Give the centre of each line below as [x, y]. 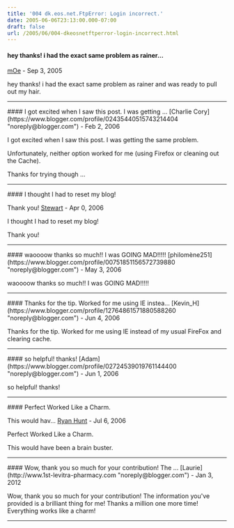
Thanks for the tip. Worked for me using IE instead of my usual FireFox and [114, 332]
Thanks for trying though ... [46, 174]
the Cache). [24, 161]
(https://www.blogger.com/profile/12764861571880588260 [92, 311]
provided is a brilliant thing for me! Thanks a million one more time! [103, 504]
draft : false [26, 26]
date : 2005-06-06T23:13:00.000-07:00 [62, 20]
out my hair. [24, 92]
